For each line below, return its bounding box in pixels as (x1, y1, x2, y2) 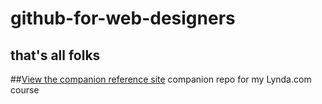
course (10, 84, 40, 96)
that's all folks (10, 47, 101, 64)
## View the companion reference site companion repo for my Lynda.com (10, 73, 312, 85)
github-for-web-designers (10, 7, 236, 30)
